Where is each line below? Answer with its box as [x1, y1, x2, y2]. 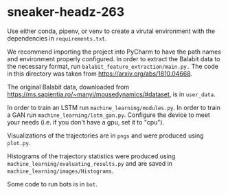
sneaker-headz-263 [7, 4, 125, 20]
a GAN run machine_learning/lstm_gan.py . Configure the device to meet [7, 111, 211, 119]
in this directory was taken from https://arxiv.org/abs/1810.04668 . [7, 69, 193, 78]
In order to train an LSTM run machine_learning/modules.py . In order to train [7, 103, 221, 111]
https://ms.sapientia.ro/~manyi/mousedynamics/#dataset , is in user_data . [7, 90, 216, 98]
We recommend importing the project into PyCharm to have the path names [7, 47, 222, 56]
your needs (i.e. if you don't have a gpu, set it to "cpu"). [7, 118, 165, 126]
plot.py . [7, 138, 31, 147]
